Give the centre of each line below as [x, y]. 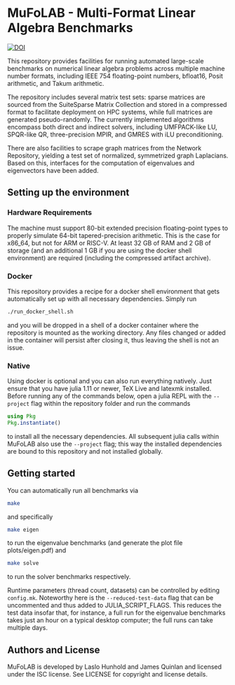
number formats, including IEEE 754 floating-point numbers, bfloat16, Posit [115, 76]
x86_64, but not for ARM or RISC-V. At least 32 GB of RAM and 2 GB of [109, 243]
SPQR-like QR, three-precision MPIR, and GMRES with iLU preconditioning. [115, 134]
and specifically [30, 517]
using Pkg [22, 416]
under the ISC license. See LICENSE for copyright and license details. [108, 674]
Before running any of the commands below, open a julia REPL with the [109, 396]
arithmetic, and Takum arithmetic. [56, 83]
